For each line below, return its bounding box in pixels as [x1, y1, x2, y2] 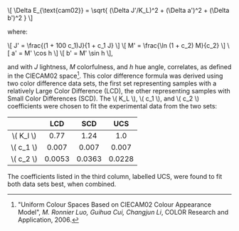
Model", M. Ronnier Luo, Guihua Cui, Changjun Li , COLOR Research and [17, 207, 229, 216]
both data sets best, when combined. [7, 180, 117, 188]
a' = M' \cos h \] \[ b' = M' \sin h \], [11, 49, 114, 57]
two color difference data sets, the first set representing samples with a [7, 78, 217, 88]
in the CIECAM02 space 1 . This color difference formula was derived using [7, 71, 223, 80]
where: [7, 28, 28, 36]
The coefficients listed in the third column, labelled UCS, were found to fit [7, 172, 223, 180]
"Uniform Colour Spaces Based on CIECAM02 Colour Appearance [17, 200, 212, 209]
